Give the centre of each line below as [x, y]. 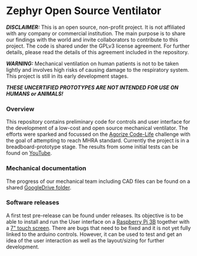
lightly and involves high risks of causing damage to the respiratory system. [98, 69]
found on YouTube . [29, 153]
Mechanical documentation [46, 168]
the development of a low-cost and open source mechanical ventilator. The [97, 128]
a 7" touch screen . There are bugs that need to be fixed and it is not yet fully [98, 228]
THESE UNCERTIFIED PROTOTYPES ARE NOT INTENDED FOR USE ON [92, 87]
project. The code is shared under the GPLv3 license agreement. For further [98, 46]
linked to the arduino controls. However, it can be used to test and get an [94, 234]
